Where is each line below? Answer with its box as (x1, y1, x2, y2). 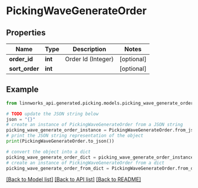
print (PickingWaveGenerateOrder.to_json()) (6, 138, 115, 144)
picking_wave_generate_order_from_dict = (6, 165, 110, 171)
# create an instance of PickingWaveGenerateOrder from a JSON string (6, 122, 183, 128)
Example (6, 84, 39, 95)
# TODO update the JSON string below (6, 111, 99, 117)
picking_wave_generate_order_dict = (6, 154, 96, 160)
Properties (6, 28, 46, 38)
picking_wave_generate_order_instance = (6, 127, 107, 133)
